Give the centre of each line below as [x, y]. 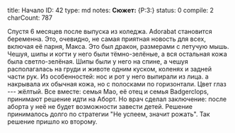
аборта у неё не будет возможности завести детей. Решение [100, 106]
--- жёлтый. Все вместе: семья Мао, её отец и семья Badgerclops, [108, 92]
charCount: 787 [30, 18]
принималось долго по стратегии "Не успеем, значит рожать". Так [109, 114]
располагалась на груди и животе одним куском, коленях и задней [110, 69]
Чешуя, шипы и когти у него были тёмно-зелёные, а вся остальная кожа [117, 54]
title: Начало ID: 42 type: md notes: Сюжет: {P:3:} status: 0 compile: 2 [111, 10]
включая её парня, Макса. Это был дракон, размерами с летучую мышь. [118, 46]
